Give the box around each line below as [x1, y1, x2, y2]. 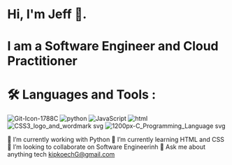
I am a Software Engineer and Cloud [7, 38, 219, 55]
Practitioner [7, 53, 78, 69]
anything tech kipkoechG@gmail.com [7, 150, 115, 159]
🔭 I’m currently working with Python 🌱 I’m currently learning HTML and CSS [7, 136, 225, 144]
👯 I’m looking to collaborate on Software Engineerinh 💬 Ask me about [7, 143, 206, 151]
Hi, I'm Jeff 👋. [7, 6, 87, 22]
